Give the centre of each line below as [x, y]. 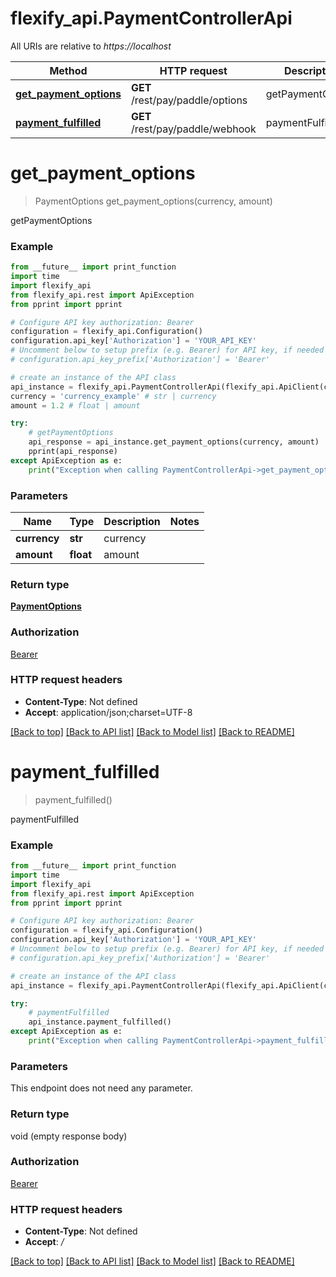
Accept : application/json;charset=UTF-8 [108, 712]
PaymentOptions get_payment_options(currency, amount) [153, 201]
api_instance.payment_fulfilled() [100, 1022]
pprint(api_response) [73, 452]
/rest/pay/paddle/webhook [193, 129]
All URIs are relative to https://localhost [91, 46]
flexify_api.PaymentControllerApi [151, 18]
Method [68, 70]
